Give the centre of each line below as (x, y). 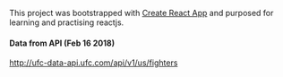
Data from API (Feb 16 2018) (62, 43)
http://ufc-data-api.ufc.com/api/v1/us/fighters (94, 63)
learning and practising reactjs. (67, 22)
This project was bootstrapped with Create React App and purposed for (141, 13)
